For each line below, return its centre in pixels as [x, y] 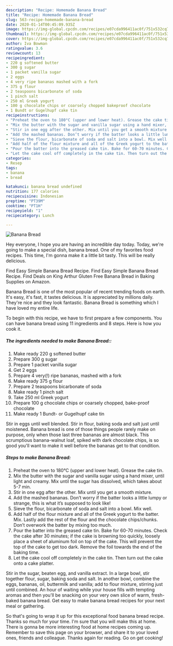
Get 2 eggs [25, 370]
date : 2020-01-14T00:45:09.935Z [40, 24]
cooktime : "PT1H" [24, 206]
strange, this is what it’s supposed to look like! [62, 503]
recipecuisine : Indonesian [35, 196]
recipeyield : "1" [24, 211]
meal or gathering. [25, 606]
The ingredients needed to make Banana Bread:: [59, 340]
